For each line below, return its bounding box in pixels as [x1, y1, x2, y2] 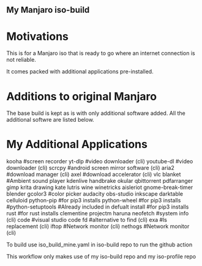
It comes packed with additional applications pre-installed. [6, 68, 154, 75]
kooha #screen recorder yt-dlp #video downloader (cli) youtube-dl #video [6, 158, 193, 165]
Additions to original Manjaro [6, 89, 157, 103]
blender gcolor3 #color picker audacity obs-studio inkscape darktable [6, 190, 184, 198]
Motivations [6, 29, 69, 43]
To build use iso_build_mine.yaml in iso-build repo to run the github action [6, 241, 193, 248]
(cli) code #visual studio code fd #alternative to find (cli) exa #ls [6, 216, 167, 224]
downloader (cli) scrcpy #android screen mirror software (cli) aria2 [6, 164, 174, 172]
